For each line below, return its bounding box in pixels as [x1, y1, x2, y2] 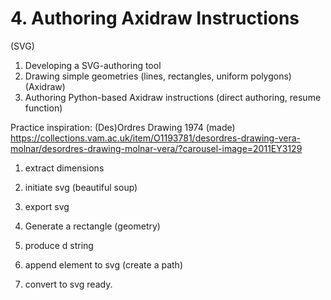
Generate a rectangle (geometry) [24, 220, 161, 232]
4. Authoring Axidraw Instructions [10, 7, 300, 30]
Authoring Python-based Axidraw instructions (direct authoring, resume [24, 91, 322, 103]
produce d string [24, 239, 94, 251]
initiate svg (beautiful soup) [24, 181, 138, 193]
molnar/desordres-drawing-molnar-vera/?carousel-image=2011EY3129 [10, 142, 303, 154]
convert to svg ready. [24, 278, 113, 290]
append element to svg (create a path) [24, 258, 183, 271]
